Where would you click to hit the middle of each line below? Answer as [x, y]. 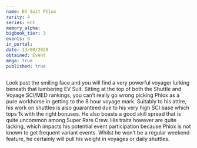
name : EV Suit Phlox [31, 11]
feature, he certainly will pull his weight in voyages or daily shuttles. [88, 139]
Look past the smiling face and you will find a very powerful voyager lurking [98, 83]
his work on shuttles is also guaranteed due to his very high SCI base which [98, 108]
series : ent [21, 22]
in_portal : [19, 45]
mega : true [19, 60]
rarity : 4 [18, 17]
